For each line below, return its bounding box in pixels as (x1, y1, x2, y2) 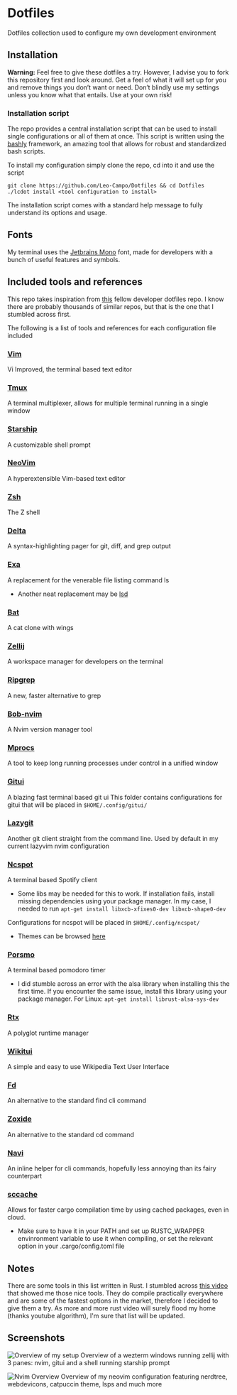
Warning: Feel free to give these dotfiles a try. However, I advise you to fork (7, 67, 229, 76)
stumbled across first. (7, 310, 72, 318)
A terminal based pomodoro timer (7, 966, 106, 975)
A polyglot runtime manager (7, 1028, 89, 1037)
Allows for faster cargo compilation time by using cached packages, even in (7, 1205, 229, 1214)
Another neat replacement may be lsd (17, 590, 128, 598)
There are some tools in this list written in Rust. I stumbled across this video (7, 1281, 228, 1290)
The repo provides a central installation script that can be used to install (7, 124, 217, 133)
